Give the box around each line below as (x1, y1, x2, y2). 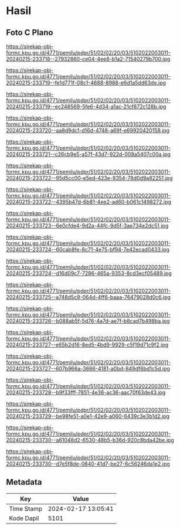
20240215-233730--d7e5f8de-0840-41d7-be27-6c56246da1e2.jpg (6, 460, 170, 467)
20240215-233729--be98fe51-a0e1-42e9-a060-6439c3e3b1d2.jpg (6, 413, 170, 420)
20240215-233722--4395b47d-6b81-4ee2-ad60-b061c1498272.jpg (6, 198, 172, 205)
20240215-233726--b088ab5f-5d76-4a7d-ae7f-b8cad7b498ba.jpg (6, 318, 170, 324)
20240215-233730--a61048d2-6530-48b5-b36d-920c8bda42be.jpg (6, 437, 174, 443)
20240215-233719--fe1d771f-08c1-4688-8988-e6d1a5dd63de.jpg (6, 79, 166, 86)
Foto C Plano (6, 28, 53, 38)
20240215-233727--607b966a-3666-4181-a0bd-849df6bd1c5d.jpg (6, 365, 170, 372)
